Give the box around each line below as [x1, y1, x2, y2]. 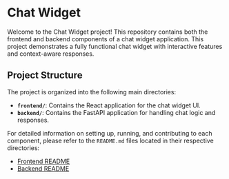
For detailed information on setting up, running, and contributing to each [7, 129, 212, 137]
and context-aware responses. [7, 50, 94, 58]
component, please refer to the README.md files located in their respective [7, 136, 214, 145]
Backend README [17, 164, 70, 173]
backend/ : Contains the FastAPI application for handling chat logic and [17, 108, 216, 116]
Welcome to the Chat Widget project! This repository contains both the [7, 28, 208, 36]
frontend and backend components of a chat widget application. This [7, 34, 204, 43]
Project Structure [7, 70, 83, 81]
